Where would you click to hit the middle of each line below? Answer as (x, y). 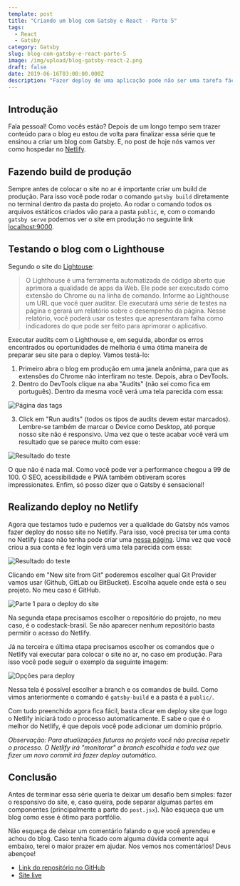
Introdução (33, 109)
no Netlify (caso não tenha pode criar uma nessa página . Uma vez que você (120, 539)
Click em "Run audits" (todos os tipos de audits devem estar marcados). (124, 419)
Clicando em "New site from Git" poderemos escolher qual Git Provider (112, 575)
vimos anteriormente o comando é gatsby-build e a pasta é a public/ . (111, 697)
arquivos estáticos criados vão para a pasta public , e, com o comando (112, 212)
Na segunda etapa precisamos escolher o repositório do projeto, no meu (115, 618)
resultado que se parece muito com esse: (79, 442)
